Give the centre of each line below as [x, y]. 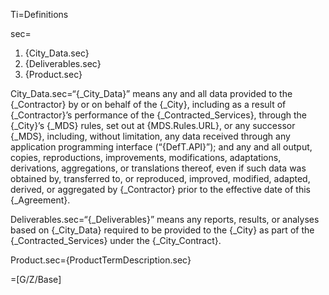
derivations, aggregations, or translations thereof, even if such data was [158, 168]
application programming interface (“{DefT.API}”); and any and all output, [161, 147]
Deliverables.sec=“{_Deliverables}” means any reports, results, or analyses [165, 219]
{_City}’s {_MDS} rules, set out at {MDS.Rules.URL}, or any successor [153, 125]
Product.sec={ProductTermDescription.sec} [101, 260]
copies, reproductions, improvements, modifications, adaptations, [146, 157]
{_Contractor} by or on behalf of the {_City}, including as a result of [148, 104]
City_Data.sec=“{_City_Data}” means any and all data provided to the [151, 93]
